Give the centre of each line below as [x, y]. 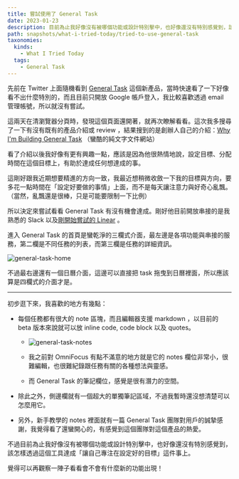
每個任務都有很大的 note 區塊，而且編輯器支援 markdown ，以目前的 [118, 318]
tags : [22, 60]
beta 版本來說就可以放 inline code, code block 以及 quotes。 [106, 327]
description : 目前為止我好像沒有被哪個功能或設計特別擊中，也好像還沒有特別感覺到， [118, 27]
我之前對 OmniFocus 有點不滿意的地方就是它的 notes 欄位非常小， [125, 357]
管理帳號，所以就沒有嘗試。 [48, 106]
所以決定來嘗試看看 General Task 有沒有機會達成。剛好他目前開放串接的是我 [119, 211]
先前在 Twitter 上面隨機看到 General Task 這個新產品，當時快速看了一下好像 [118, 88]
